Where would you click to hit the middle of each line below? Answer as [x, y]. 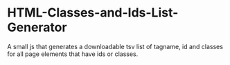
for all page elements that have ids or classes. [73, 54]
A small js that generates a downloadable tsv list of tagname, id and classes [115, 46]
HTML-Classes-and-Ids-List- [93, 13]
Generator [37, 27]
